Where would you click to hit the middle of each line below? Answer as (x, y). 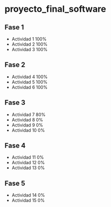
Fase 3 (15, 103)
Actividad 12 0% (28, 163)
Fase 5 (15, 183)
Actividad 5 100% (29, 82)
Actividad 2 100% (29, 44)
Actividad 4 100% (29, 77)
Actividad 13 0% (28, 168)
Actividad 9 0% (27, 125)
